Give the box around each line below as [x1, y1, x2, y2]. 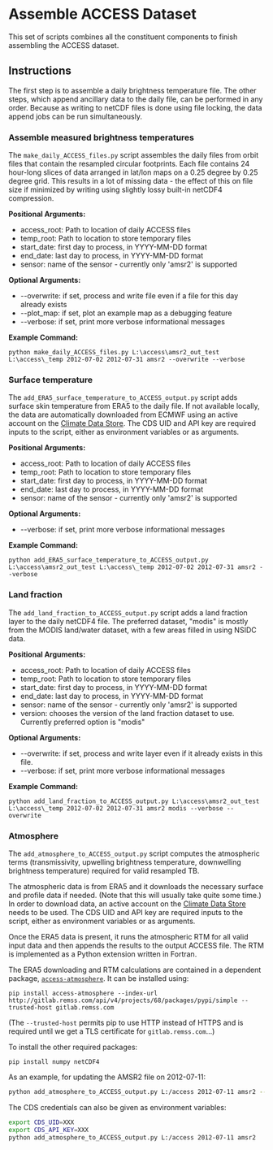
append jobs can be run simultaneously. [8, 111, 142, 121]
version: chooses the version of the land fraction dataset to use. [19, 708, 235, 718]
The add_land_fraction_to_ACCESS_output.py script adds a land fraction [8, 607, 248, 618]
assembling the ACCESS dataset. [8, 40, 119, 50]
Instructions [8, 64, 71, 78]
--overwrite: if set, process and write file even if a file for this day [19, 291, 239, 301]
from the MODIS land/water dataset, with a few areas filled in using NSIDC [8, 625, 258, 635]
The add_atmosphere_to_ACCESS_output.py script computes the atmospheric [8, 848, 260, 858]
